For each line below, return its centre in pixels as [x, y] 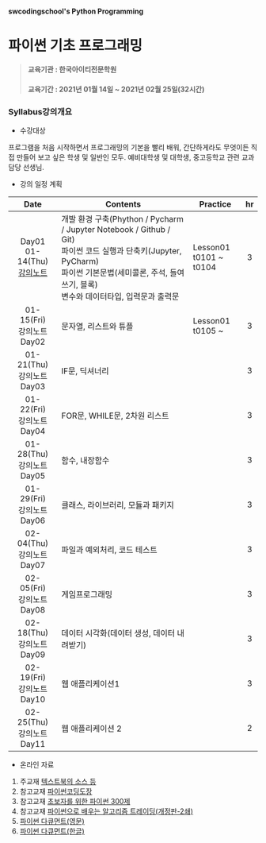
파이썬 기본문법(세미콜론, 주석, [114, 273]
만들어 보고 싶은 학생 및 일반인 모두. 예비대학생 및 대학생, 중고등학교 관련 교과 [135, 157]
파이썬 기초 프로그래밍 [75, 46]
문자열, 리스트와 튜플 [97, 327]
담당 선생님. [27, 168]
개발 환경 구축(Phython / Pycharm [122, 219]
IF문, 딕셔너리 [85, 371]
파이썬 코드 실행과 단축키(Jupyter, [122, 251]
